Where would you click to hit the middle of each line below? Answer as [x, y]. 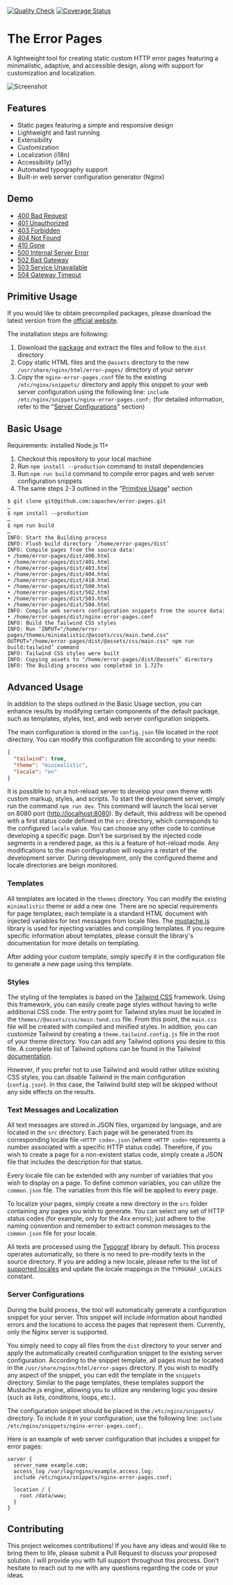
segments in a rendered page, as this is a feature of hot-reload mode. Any [113, 843]
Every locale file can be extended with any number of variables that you [110, 1176]
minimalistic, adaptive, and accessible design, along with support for [105, 65]
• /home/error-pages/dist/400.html [59, 556]
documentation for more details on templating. [74, 943]
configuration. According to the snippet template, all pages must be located [115, 1360]
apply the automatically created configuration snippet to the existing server [115, 1353]
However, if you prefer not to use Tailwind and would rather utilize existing [113, 1069]
